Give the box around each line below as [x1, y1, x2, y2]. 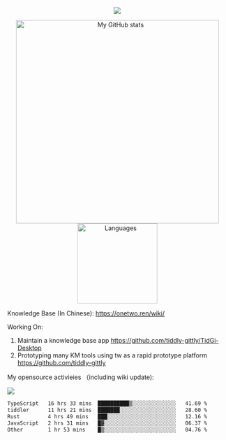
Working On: [7, 322, 43, 331]
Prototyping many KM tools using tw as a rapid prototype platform [17, 351, 208, 360]
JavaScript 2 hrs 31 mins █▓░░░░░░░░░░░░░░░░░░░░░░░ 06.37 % [7, 420, 208, 427]
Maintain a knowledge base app [17, 336, 110, 344]
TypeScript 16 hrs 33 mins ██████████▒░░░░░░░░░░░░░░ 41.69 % [7, 400, 208, 407]
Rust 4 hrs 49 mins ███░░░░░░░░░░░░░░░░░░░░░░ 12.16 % [7, 413, 208, 420]
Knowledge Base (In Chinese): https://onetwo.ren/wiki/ [7, 309, 165, 318]
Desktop [17, 343, 42, 352]
